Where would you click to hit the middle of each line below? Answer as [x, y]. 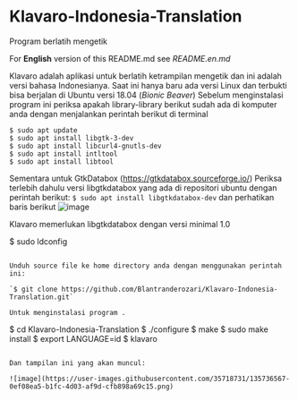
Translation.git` [42, 297]
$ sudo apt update [43, 130]
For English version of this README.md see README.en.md [120, 58]
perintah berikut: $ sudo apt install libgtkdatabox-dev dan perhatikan [142, 197]
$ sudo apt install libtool [62, 162]
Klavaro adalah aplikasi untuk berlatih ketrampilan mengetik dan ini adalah [145, 76]
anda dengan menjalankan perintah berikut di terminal [109, 114]
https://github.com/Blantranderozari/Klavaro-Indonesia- [170, 289]
